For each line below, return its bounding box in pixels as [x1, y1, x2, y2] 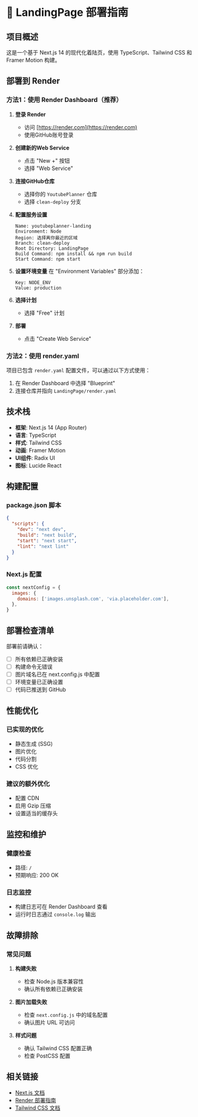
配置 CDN [15, 794, 39, 802]
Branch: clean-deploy [15, 240, 70, 246]
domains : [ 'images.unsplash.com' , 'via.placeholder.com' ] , [17, 596, 170, 602]
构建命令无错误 [15, 663, 53, 671]
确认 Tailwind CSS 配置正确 [24, 1044, 92, 1051]
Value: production [15, 285, 62, 291]
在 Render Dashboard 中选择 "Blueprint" [15, 379, 116, 386]
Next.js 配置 [6, 570, 42, 579]
